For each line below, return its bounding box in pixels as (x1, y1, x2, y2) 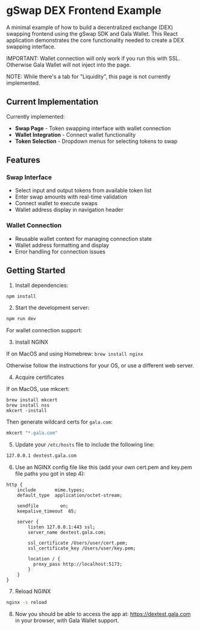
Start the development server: (14, 304, 90, 312)
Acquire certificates (14, 373, 64, 381)
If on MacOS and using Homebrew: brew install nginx (6, 350, 143, 358)
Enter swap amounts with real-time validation (14, 193, 128, 200)
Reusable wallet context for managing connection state (14, 235, 152, 242)
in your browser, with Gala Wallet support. (14, 617, 119, 624)
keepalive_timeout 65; (17, 508, 77, 514)
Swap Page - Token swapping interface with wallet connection (14, 125, 171, 132)
